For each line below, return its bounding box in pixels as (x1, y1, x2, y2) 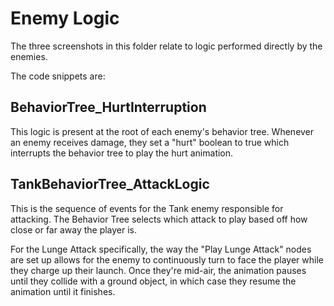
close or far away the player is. (10, 223, 138, 236)
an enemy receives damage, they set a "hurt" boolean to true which (10, 136, 290, 148)
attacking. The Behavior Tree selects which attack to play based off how (10, 213, 308, 225)
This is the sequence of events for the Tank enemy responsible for (10, 202, 284, 214)
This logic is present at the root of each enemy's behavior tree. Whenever (10, 125, 315, 137)
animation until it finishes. (10, 285, 116, 297)
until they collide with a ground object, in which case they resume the (10, 275, 297, 287)
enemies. (10, 50, 48, 62)
